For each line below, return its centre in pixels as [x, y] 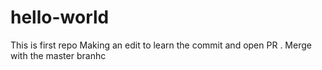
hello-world [60, 17]
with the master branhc [58, 55]
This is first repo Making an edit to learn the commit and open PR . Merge [161, 45]
